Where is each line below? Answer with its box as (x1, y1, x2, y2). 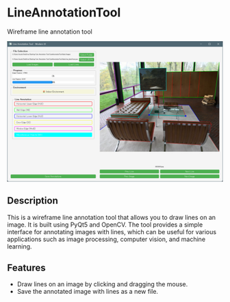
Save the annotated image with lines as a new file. (16, 288, 159, 296)
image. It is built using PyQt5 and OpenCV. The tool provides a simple (7, 221, 203, 229)
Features (7, 262, 46, 273)
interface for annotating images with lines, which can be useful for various (7, 227, 217, 236)
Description (7, 195, 58, 207)
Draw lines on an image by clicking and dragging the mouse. (16, 280, 188, 288)
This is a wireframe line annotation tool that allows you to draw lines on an (7, 213, 216, 221)
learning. (7, 242, 32, 251)
